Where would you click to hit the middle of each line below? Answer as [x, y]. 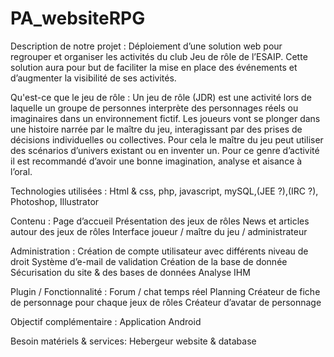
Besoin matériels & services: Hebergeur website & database [133, 341]
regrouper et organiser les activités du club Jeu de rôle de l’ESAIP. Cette [159, 56]
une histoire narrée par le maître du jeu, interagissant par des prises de [156, 129]
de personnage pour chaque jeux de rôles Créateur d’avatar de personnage [166, 302]
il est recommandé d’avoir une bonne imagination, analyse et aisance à [156, 161]
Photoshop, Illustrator [55, 201]
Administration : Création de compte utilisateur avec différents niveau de [159, 251]
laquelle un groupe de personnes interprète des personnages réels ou [154, 108]
